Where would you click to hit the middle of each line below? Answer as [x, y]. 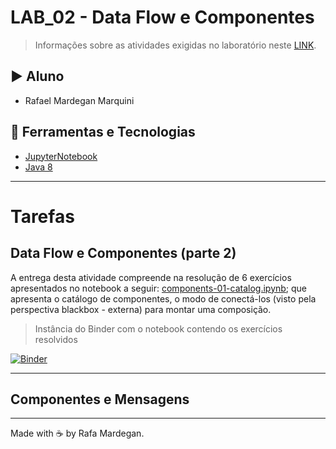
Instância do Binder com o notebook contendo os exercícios [158, 328]
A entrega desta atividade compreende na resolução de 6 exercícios [151, 277]
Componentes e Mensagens [100, 399]
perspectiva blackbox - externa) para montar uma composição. [141, 309]
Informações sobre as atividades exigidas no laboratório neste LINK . [175, 45]
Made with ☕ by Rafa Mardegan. [77, 433]
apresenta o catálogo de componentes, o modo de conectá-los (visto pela [163, 298]
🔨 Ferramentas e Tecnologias [103, 132]
